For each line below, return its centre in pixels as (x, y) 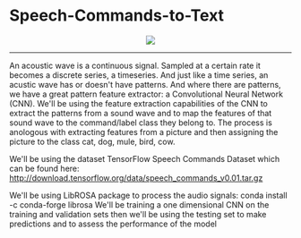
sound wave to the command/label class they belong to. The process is (141, 123)
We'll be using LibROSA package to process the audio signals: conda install (149, 195)
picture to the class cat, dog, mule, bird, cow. (92, 141)
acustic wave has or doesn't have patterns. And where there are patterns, (145, 84)
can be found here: (44, 168)
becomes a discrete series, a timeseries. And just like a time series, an (139, 75)
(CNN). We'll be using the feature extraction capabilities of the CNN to (139, 103)
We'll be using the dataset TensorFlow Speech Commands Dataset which (145, 158)
